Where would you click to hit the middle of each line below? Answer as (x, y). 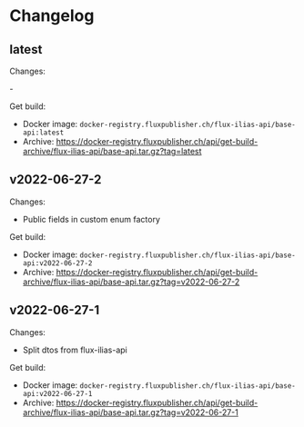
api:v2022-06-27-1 (57, 393)
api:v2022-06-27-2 (57, 263)
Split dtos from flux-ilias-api (75, 350)
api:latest (43, 133)
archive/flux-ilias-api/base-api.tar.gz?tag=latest (112, 151)
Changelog (52, 16)
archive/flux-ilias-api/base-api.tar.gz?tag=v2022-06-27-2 (131, 282)
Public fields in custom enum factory (91, 219)
